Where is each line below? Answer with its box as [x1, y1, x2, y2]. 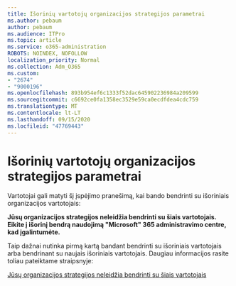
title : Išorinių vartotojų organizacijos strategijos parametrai [7, 10, 205, 18]
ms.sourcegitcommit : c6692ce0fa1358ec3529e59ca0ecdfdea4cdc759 [7, 97, 199, 104]
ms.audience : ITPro [7, 30, 65, 38]
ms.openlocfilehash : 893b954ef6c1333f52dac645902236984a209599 [7, 89, 199, 97]
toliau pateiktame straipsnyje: [7, 257, 94, 265]
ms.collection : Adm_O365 [7, 63, 81, 70]
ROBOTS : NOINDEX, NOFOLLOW [7, 50, 87, 57]
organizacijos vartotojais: [7, 199, 81, 208]
